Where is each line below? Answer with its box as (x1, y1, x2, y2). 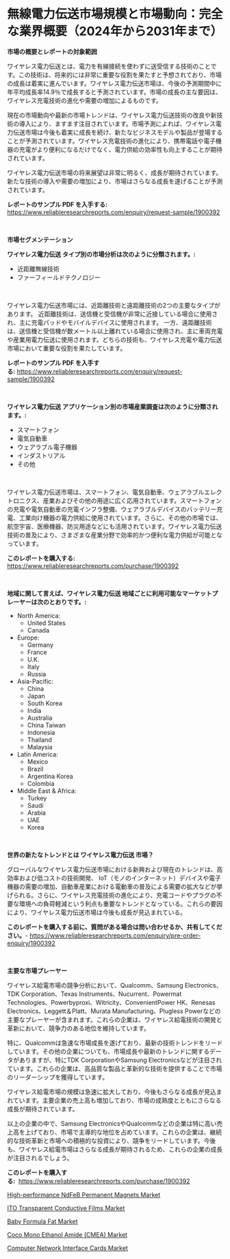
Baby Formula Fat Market (7, 1217, 78, 1225)
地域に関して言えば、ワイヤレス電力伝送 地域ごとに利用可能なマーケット (7, 589, 212, 598)
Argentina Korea (27, 772, 73, 780)
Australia (27, 714, 53, 722)
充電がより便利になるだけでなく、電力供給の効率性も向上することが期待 (18, 145, 223, 153)
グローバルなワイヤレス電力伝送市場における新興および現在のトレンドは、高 (7, 865, 223, 873)
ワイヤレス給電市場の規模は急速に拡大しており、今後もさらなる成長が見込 (7, 1087, 217, 1096)
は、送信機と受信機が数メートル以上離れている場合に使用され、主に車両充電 (7, 327, 223, 335)
